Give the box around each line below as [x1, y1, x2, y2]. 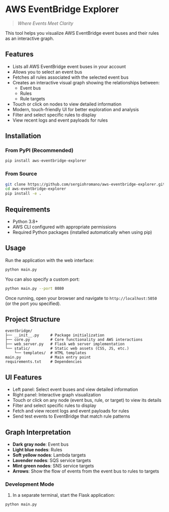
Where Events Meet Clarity [17, 20, 74, 26]
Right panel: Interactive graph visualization [12, 392, 101, 398]
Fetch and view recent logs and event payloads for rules [12, 408, 129, 414]
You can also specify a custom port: [5, 276, 80, 282]
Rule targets [20, 95, 45, 101]
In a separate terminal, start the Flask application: [12, 492, 115, 498]
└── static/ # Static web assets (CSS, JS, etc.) [5, 346, 129, 351]
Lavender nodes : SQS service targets [12, 457, 92, 464]
